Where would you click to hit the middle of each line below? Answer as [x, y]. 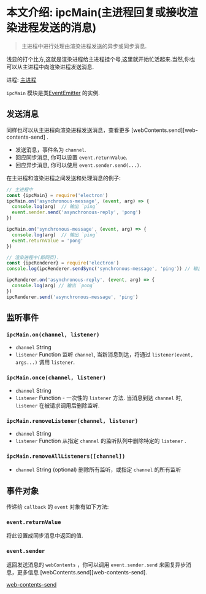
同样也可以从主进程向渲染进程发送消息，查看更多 [68, 130]
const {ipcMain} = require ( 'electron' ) [57, 195]
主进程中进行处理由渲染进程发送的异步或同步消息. [84, 46]
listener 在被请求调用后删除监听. [57, 405]
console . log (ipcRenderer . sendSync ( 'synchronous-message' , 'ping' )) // [98, 269]
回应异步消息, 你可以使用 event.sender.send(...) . [78, 165]
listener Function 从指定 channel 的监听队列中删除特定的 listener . [101, 441]
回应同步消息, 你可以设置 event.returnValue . [71, 157]
